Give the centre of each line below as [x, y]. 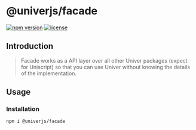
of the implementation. [48, 73]
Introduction [30, 46]
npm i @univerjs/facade [36, 121]
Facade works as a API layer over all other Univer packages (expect [104, 60]
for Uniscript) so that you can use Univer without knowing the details [105, 67]
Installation [23, 109]
